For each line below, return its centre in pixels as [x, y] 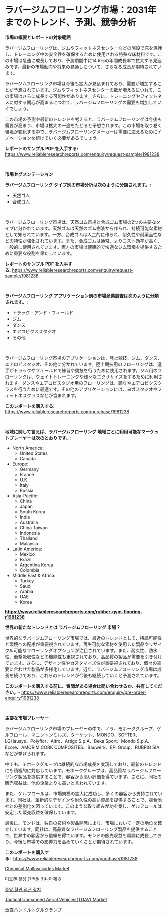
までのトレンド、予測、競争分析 [71, 23]
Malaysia [29, 543]
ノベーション [18, 138]
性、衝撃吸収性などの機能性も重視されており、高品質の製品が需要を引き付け [83, 656]
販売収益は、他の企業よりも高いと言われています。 [57, 783]
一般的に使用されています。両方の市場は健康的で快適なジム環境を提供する [82, 247]
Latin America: [27, 549]
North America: [28, 448]
